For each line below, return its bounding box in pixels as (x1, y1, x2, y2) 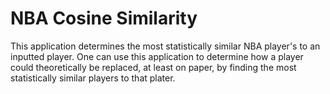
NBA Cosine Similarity (10, 7, 198, 30)
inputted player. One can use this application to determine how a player (10, 50, 304, 62)
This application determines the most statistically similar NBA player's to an (10, 40, 321, 52)
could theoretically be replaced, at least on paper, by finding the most (10, 61, 297, 73)
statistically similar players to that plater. (10, 72, 176, 84)
